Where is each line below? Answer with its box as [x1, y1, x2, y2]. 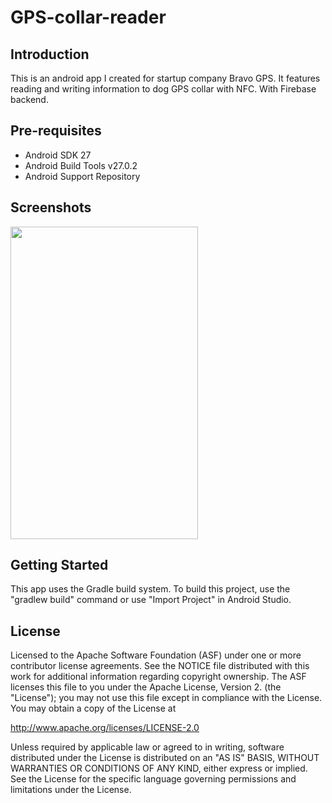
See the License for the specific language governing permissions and [10, 773, 297, 785]
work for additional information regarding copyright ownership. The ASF [10, 671, 307, 683]
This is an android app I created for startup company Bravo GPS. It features [10, 72, 321, 84]
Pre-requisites [10, 122, 102, 140]
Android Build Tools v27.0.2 [24, 159, 138, 171]
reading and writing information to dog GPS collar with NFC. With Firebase [10, 83, 317, 95]
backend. [10, 94, 49, 105]
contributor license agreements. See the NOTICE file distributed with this [10, 660, 310, 672]
